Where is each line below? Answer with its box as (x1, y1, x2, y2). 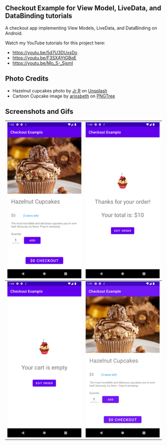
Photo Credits (5, 75, 49, 83)
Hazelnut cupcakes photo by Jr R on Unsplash (12, 88, 108, 93)
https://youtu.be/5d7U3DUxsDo (12, 49, 78, 55)
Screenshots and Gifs (5, 107, 74, 116)
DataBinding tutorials (5, 12, 73, 20)
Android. (5, 30, 23, 36)
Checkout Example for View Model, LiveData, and (5, 4, 162, 12)
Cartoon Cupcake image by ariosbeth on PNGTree (12, 93, 115, 99)
